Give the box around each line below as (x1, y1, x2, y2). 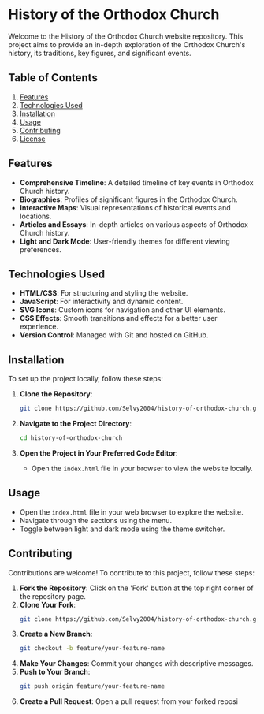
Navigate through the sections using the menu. (19, 515, 172, 525)
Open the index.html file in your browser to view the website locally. (31, 463, 254, 473)
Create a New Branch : (19, 629, 93, 639)
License (19, 134, 46, 143)
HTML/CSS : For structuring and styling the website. (19, 288, 188, 298)
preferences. (19, 244, 61, 254)
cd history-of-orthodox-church (19, 434, 123, 442)
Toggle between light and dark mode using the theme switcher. (19, 524, 225, 534)
